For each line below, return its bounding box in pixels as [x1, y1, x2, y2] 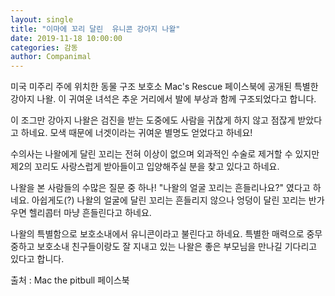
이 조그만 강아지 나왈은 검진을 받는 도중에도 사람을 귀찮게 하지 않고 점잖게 [10, 114, 296, 126]
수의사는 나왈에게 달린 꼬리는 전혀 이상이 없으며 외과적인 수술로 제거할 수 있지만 [10, 148, 320, 160]
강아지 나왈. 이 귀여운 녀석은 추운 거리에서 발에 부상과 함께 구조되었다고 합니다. [10, 93, 317, 105]
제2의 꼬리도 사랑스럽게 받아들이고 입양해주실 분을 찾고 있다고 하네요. [10, 161, 280, 173]
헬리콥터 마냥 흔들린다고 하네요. [28, 207, 152, 219]
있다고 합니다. [10, 253, 65, 265]
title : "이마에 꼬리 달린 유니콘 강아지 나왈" [10, 24, 181, 34]
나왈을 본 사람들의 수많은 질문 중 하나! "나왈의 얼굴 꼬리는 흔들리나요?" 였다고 [10, 182, 311, 194]
